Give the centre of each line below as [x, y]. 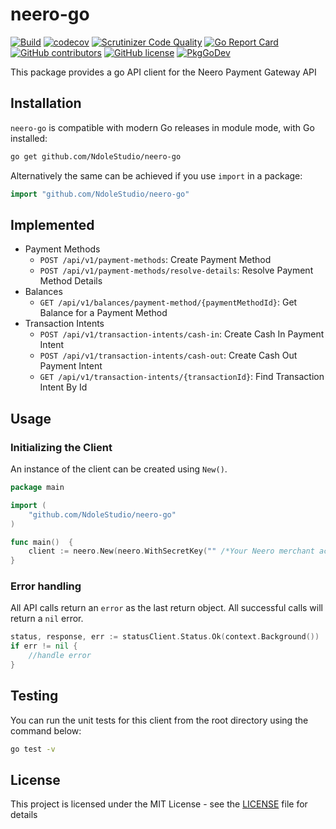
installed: [29, 138]
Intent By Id [63, 387]
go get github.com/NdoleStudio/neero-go [96, 156]
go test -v [33, 749]
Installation [46, 103]
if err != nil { [44, 646]
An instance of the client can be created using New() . [119, 469]
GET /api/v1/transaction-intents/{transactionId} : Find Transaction [182, 377]
